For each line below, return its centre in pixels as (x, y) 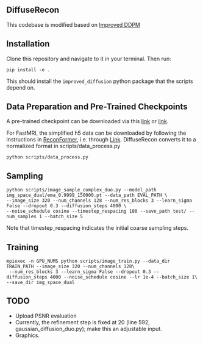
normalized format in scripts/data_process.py (63, 146)
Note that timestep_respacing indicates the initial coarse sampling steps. (98, 228)
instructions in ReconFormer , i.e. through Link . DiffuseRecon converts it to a (101, 140)
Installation (28, 44)
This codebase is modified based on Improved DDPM (73, 24)
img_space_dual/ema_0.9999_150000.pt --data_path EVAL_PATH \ (87, 195)
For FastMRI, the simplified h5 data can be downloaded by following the (96, 133)
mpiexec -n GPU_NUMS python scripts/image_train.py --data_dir (88, 261)
